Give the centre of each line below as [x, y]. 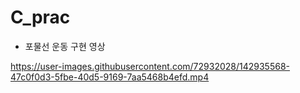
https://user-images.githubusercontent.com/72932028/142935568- [150, 66]
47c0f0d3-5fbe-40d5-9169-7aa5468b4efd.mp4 [110, 77]
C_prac [40, 17]
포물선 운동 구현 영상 [65, 46]
